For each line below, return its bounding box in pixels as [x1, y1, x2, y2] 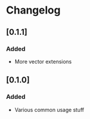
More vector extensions [14, 58, 72, 65]
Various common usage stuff [14, 106, 85, 113]
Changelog [6, 4, 61, 17]
